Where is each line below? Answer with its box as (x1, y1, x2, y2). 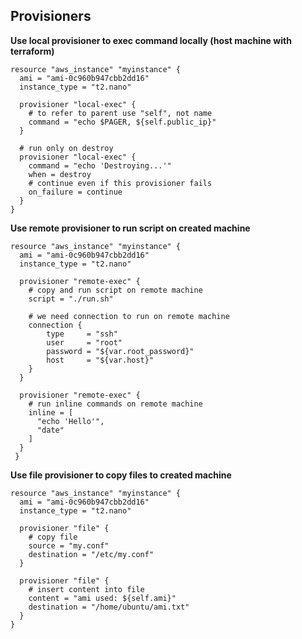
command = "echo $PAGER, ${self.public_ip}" (28, 117, 217, 127)
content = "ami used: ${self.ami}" (28, 593, 177, 603)
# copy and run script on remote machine (28, 285, 203, 295)
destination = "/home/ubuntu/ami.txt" (28, 602, 190, 612)
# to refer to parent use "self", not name (28, 108, 213, 118)
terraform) (10, 45, 55, 57)
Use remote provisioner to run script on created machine (10, 222, 251, 234)
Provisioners (10, 8, 92, 25)
